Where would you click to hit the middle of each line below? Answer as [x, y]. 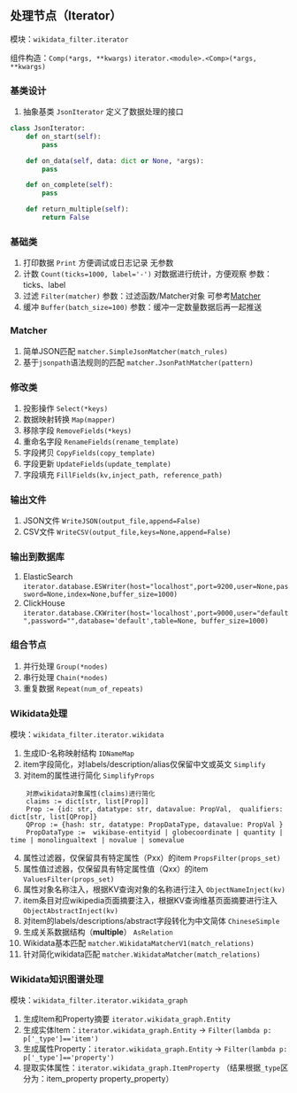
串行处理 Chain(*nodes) [65, 677]
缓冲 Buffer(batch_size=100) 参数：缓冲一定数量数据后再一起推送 [142, 307]
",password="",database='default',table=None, [110, 621]
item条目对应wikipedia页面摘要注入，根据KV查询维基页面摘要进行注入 [150, 901]
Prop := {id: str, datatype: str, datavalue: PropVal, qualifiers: [155, 810]
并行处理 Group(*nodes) [65, 666]
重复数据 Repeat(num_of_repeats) [83, 688]
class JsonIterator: [48, 128]
